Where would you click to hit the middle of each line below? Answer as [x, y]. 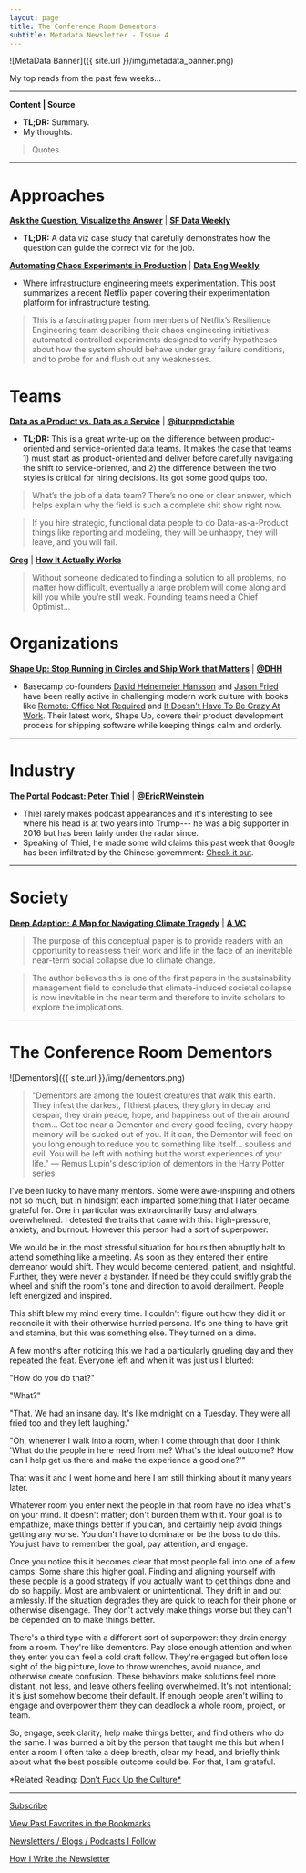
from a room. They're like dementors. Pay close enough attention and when [151, 1647]
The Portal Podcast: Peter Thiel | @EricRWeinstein [107, 796]
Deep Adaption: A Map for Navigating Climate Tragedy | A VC [128, 924]
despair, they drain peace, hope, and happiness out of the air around [160, 1115]
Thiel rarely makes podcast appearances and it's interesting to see [148, 814]
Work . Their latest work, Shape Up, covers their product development [153, 716]
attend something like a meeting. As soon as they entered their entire [139, 1257]
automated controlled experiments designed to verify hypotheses [154, 340]
